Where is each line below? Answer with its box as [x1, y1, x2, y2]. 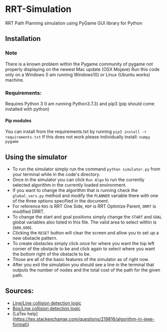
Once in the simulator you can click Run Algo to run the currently [12, 176, 145, 182]
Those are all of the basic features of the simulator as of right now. [12, 256, 150, 262]
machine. [5, 76, 24, 83]
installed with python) [5, 106, 50, 112]
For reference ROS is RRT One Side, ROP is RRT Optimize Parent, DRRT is [12, 203, 156, 209]
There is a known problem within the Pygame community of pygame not [5, 61, 153, 67]
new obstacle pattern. [12, 235, 58, 241]
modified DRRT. [12, 208, 45, 214]
